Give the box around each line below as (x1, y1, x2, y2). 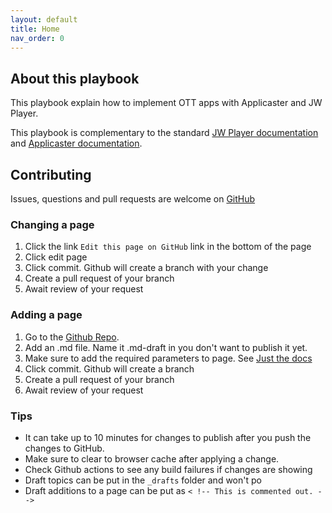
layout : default (10, 14, 78, 25)
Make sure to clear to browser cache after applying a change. (24, 452, 280, 465)
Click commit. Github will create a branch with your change (24, 262, 269, 274)
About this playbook (10, 70, 140, 87)
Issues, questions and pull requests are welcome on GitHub (10, 193, 256, 205)
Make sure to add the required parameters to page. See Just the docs (24, 352, 313, 364)
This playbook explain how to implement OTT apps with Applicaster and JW (10, 97, 323, 109)
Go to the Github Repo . (24, 331, 120, 343)
